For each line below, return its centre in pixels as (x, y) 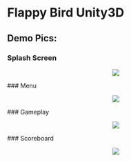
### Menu (22, 85)
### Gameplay (28, 112)
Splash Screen (32, 58)
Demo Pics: (32, 38)
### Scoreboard (30, 138)
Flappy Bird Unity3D (66, 13)
